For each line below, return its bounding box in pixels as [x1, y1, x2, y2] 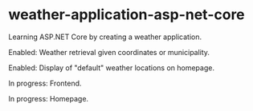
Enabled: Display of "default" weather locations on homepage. [8, 62, 215, 73]
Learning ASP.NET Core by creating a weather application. [8, 32, 202, 42]
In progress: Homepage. [8, 93, 89, 103]
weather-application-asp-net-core [8, 6, 245, 24]
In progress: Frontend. [8, 78, 82, 88]
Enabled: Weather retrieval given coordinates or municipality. [8, 47, 210, 57]
